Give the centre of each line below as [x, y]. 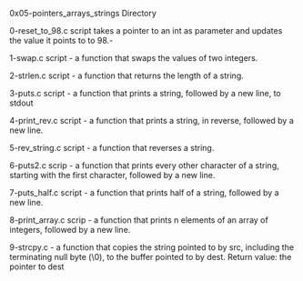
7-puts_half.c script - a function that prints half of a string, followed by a [144, 193]
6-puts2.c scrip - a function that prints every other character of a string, [144, 166]
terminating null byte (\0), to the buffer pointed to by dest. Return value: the [151, 257]
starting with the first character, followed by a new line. [112, 175]
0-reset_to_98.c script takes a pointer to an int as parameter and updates [146, 30]
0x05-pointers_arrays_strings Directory [83, 13]
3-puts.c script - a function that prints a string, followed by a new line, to [146, 93]
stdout [21, 103]
